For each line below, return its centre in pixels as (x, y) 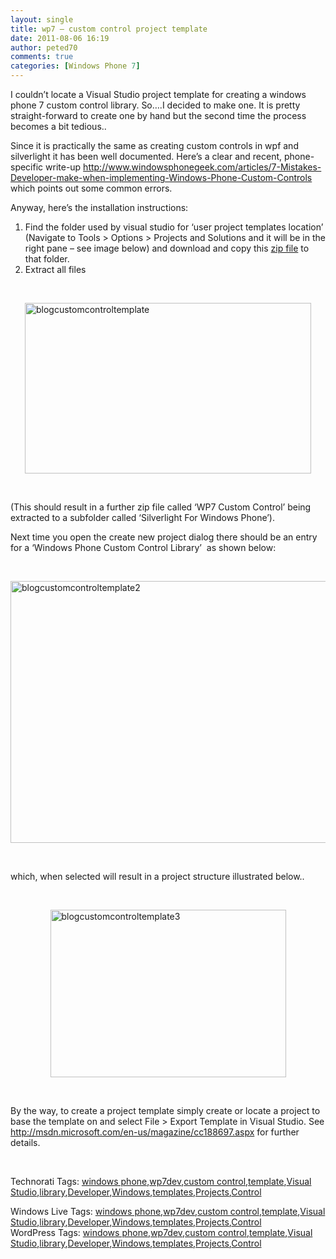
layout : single (42, 19)
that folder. (47, 259)
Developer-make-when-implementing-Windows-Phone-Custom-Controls (161, 177)
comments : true (42, 57)
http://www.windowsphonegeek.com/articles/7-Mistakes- (202, 167)
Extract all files (55, 269)
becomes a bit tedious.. (58, 126)
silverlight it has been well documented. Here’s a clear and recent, (146, 156)
